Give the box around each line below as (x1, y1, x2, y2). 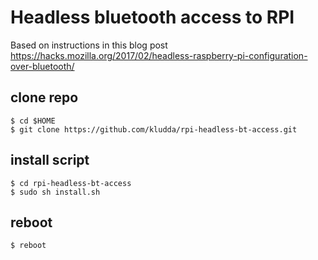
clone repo (10, 89, 79, 106)
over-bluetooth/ (10, 60, 75, 72)
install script (10, 152, 90, 169)
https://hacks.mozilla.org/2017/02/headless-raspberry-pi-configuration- (10, 49, 308, 61)
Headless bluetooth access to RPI (10, 6, 295, 29)
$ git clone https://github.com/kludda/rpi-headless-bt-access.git (10, 124, 298, 135)
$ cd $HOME (10, 116, 56, 126)
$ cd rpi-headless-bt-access (10, 178, 132, 188)
